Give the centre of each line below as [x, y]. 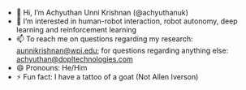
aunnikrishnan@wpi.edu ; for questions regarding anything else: [122, 50]
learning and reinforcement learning [76, 30]
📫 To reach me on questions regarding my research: [104, 39]
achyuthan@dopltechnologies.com [75, 59]
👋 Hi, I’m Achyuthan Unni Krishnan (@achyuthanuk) [102, 13]
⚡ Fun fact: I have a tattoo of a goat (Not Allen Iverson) [107, 77]
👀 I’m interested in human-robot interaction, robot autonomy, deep [127, 21]
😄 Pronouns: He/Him [52, 68]
